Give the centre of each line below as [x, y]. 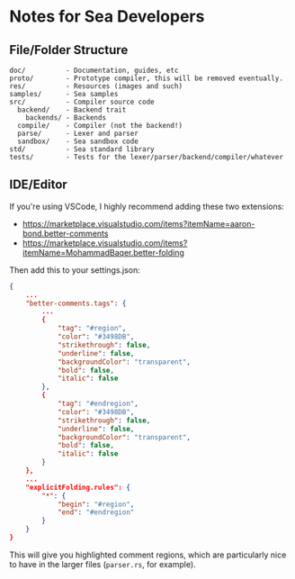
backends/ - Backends [66, 118]
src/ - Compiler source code [82, 102]
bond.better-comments [65, 233]
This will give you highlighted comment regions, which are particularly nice [148, 555]
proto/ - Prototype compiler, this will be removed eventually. [146, 78]
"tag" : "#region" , [92, 329]
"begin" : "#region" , [96, 504]
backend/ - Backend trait [72, 110]
